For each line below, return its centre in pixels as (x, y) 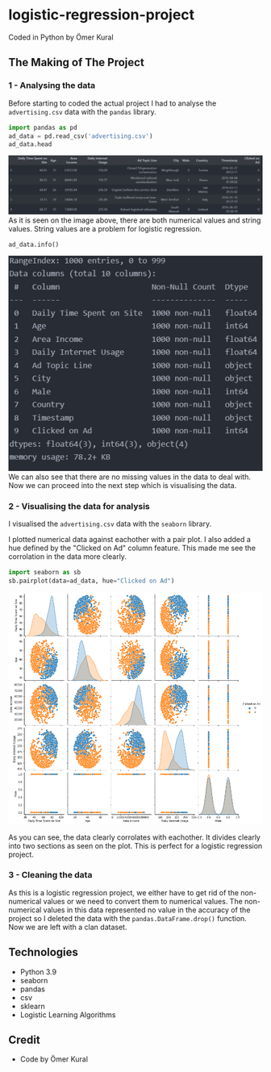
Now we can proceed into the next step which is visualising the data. (123, 486)
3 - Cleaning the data (50, 875)
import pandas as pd (43, 127)
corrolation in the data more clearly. (68, 557)
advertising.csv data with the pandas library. (82, 111)
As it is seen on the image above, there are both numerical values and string (135, 220)
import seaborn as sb (45, 573)
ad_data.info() (34, 244)
